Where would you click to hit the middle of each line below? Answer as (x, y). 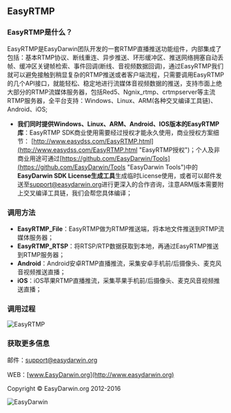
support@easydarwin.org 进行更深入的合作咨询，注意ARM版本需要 (124, 184)
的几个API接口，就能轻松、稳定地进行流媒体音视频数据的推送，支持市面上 (112, 83)
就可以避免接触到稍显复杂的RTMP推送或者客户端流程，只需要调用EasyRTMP (115, 75)
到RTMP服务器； (41, 254)
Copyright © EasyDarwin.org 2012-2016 (64, 388)
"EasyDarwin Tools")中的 (163, 167)
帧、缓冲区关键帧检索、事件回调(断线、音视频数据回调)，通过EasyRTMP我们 (115, 66)
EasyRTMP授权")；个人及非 (181, 150)
